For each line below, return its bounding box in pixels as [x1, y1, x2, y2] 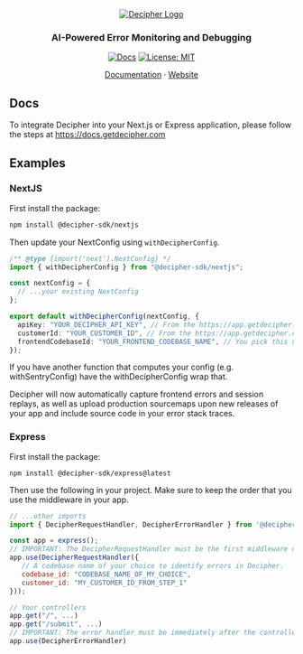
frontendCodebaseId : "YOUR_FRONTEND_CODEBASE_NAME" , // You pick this [17, 337, 289, 346]
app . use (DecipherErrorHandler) [9, 637, 127, 646]
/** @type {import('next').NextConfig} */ [9, 254, 171, 263]
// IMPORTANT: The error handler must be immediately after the [9, 628, 256, 638]
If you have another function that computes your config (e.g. [9, 361, 234, 373]
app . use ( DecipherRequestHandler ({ [9, 553, 140, 563]
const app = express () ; [9, 537, 99, 546]
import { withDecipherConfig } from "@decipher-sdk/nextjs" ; [9, 262, 244, 272]
